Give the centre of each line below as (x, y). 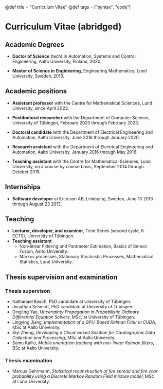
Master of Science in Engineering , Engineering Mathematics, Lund (79, 71)
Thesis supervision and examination (61, 277)
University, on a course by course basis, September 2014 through (78, 166)
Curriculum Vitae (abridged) (63, 27)
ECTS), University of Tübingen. (43, 236)
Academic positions (36, 91)
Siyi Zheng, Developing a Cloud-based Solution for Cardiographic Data (84, 333)
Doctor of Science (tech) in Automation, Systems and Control (74, 56)
